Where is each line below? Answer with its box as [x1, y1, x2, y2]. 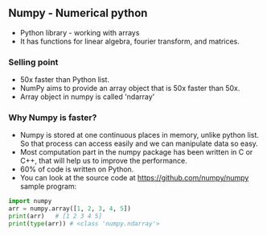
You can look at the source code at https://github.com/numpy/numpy [19, 173, 249, 183]
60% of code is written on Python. [19, 164, 134, 174]
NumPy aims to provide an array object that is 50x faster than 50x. [19, 84, 240, 93]
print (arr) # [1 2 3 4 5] [8, 213, 103, 221]
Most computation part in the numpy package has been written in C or [19, 147, 253, 157]
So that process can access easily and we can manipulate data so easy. [19, 139, 259, 148]
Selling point [8, 56, 59, 68]
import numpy [8, 197, 52, 205]
